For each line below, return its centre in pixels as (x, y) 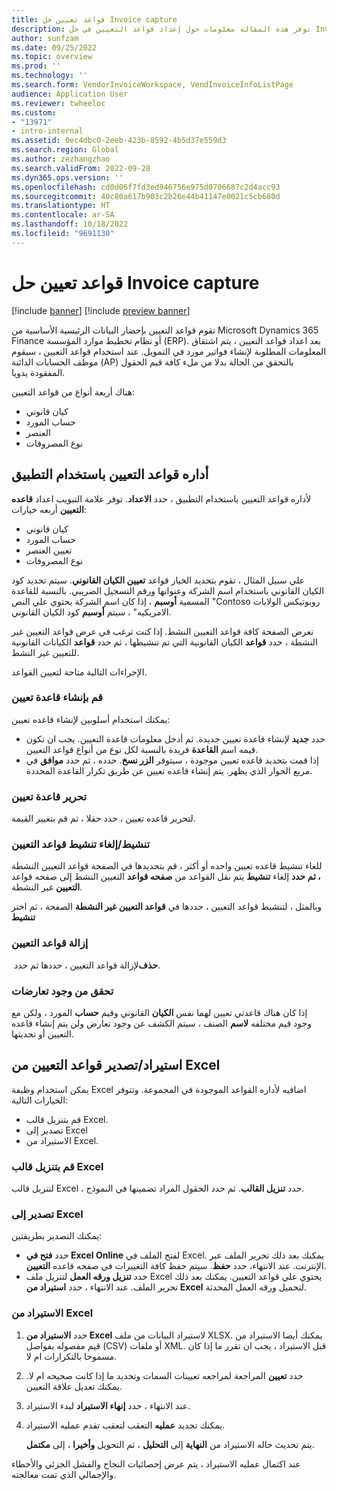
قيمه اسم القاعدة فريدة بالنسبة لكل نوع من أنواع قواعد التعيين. (142, 749)
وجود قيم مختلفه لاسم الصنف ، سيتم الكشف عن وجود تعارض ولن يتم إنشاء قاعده (161, 1023)
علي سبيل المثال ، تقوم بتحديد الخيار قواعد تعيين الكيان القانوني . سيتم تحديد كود (158, 580)
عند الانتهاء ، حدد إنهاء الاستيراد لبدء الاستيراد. (108, 1405)
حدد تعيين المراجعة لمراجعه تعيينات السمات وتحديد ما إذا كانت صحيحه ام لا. (164, 1375)
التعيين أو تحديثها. (42, 1033)
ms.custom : (34, 112)
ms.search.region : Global (65, 150)
